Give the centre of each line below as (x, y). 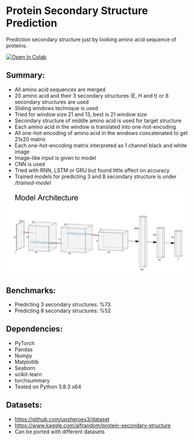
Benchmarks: (31, 290)
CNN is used (30, 164)
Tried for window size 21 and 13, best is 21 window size (81, 114)
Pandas (24, 349)
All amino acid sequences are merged (60, 89)
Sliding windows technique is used (56, 108)
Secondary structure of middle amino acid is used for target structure (98, 120)
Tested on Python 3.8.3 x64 (48, 387)
